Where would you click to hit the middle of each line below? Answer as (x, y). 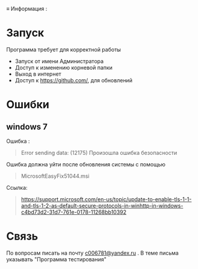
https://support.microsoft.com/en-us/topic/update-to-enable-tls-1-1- (106, 199)
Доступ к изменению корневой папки (64, 67)
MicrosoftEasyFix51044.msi (55, 176)
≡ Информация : (27, 9)
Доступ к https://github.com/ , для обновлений (73, 80)
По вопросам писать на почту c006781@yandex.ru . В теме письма (92, 253)
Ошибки (28, 105)
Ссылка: (17, 187)
